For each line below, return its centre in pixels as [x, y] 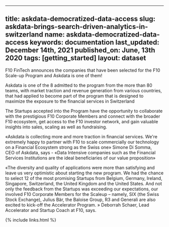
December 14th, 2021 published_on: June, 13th [80, 50]
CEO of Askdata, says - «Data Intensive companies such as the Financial [80, 152]
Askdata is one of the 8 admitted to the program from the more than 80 [79, 85]
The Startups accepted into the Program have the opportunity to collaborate [84, 111]
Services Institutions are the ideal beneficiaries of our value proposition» [80, 158]
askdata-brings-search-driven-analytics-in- [77, 27]
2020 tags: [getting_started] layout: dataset [76, 58]
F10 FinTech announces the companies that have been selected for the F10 [83, 70]
